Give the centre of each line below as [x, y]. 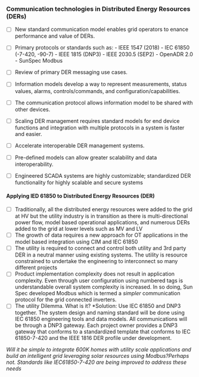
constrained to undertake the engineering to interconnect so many [96, 261]
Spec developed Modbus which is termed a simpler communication [97, 293]
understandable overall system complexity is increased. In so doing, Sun [104, 287]
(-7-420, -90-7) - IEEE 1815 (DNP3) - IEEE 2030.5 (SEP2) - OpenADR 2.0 [104, 54]
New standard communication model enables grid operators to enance [102, 29]
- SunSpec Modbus [39, 61]
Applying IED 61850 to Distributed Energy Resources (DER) [80, 196]
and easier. [28, 134]
